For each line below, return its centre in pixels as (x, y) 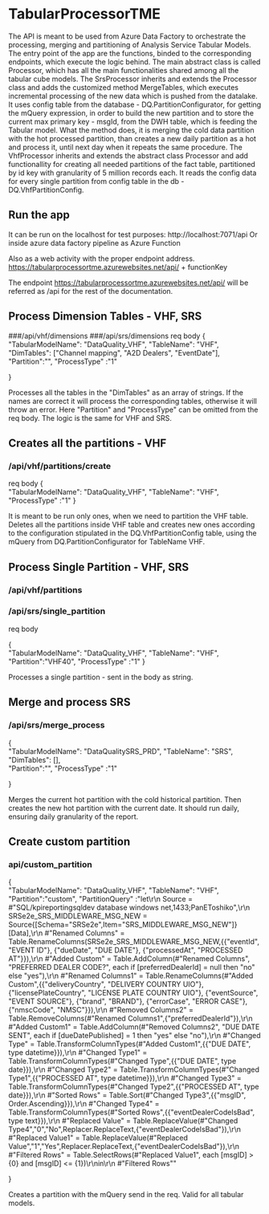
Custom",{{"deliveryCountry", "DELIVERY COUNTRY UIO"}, (106, 984)
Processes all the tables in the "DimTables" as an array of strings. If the (126, 392)
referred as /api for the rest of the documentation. (91, 291)
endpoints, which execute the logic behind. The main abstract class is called (134, 62)
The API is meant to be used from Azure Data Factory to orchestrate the (127, 36)
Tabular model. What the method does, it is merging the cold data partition (131, 130)
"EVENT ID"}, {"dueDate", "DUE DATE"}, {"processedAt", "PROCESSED (126, 950)
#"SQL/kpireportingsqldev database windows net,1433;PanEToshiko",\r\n (129, 907)
